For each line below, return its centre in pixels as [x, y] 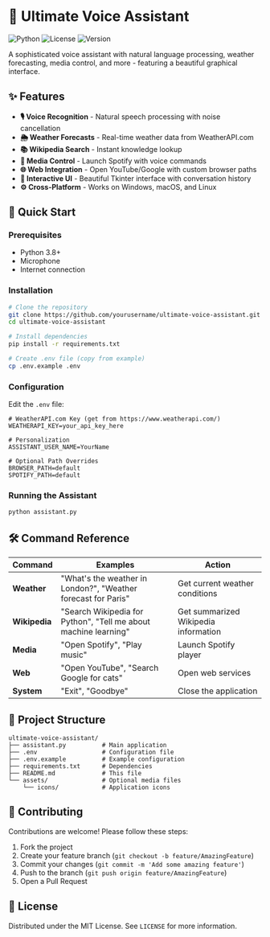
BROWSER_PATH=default [45, 468]
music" [74, 655]
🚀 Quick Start [42, 212]
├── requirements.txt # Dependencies [80, 766]
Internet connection [53, 269]
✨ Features [37, 97]
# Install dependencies [48, 337]
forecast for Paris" [95, 598]
